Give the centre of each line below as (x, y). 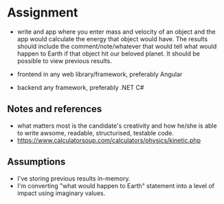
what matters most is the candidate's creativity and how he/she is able (117, 126)
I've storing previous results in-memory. (74, 178)
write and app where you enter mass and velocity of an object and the (116, 32)
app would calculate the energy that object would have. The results (112, 38)
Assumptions (36, 162)
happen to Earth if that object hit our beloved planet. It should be (109, 54)
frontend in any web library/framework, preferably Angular (100, 74)
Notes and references (55, 109)
